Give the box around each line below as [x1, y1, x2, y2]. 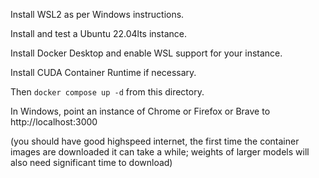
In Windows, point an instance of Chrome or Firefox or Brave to [10, 105, 271, 117]
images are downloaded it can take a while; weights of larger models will [10, 146, 310, 158]
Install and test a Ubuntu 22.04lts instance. [10, 28, 187, 39]
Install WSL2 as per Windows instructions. [10, 9, 185, 20]
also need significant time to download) [10, 157, 173, 168]
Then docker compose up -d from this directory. [10, 86, 205, 98]
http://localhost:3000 [10, 116, 98, 128]
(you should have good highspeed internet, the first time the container [10, 135, 300, 147]
